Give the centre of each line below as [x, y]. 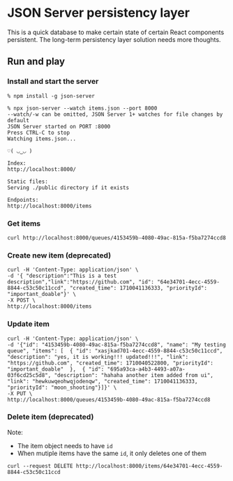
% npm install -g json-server [51, 96]
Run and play [36, 62]
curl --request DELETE [40, 466]
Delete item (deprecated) [51, 417]
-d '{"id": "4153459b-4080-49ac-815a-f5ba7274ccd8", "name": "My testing [117, 345]
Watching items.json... [42, 139]
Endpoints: [23, 200]
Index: [17, 163]
